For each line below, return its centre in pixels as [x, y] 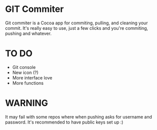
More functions [28, 83]
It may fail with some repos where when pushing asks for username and [79, 117]
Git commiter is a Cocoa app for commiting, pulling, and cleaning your [77, 23]
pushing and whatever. [28, 33]
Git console [24, 67]
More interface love [32, 77]
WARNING [26, 103]
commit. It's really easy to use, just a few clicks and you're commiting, [77, 28]
